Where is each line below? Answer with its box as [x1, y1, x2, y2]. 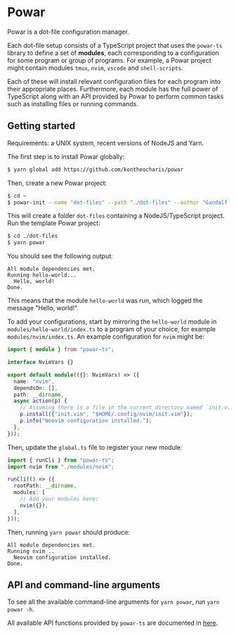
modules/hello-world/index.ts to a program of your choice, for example [7, 325, 216, 334]
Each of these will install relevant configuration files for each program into [7, 77, 221, 85]
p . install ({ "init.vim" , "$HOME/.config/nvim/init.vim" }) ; [20, 411, 193, 418]
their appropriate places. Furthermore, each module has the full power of [7, 84, 218, 93]
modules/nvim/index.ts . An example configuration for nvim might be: [7, 332, 205, 341]
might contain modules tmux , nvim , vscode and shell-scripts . [7, 63, 184, 72]
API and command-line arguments [7, 578, 161, 591]
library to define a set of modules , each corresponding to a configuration [7, 49, 219, 57]
